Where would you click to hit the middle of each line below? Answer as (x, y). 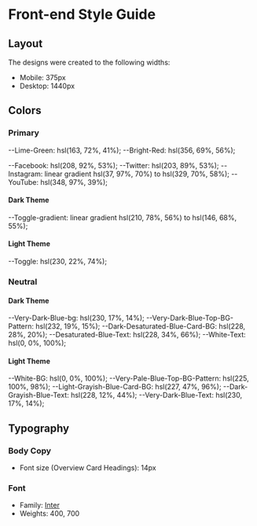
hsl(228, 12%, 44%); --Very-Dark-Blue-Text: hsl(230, (156, 395)
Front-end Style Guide (82, 15)
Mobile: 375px (42, 77)
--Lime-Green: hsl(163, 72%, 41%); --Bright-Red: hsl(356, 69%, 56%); (122, 150)
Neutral (23, 282)
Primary (24, 133)
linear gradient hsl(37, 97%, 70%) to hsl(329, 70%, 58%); (137, 174)
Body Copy (30, 451)
